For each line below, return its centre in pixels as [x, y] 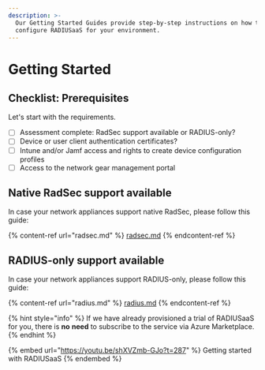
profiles [32, 159]
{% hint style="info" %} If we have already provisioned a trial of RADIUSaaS [131, 318]
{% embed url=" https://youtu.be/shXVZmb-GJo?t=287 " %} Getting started [130, 350]
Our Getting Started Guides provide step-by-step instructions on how [134, 23]
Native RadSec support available [90, 193]
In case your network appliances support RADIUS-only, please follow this [127, 279]
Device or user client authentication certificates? [98, 141]
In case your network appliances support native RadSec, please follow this [129, 212]
